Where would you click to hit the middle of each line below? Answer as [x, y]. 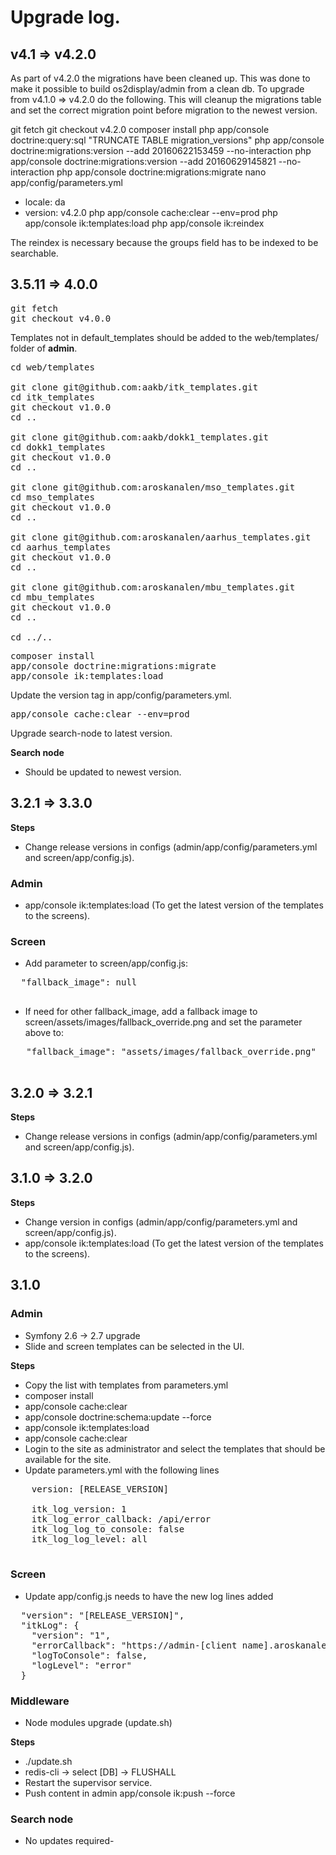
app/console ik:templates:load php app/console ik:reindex [144, 223]
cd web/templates [52, 367]
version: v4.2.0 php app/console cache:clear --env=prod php [151, 212]
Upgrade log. [65, 17]
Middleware [40, 1701]
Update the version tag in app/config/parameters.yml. [121, 695]
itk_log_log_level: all [89, 1539]
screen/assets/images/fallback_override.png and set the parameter [163, 1022]
